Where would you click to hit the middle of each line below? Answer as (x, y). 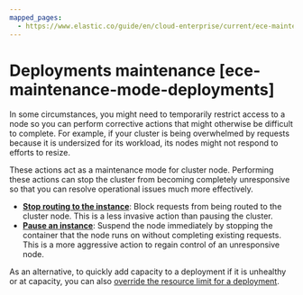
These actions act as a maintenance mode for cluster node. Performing (142, 170)
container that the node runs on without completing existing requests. (152, 236)
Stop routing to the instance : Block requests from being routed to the (152, 207)
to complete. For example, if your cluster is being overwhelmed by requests (150, 134)
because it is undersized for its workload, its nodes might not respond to (144, 143)
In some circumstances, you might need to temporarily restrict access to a (147, 114)
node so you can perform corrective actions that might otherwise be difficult (151, 124)
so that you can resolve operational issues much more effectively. (132, 189)
